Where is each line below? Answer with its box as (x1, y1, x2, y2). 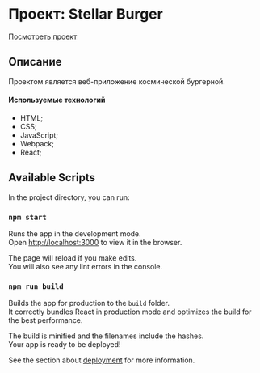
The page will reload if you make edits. (8, 253, 137, 263)
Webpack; (19, 138, 55, 148)
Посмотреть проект (8, 32, 78, 41)
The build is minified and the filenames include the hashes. (8, 331, 204, 341)
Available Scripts (8, 171, 95, 184)
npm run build (8, 282, 64, 291)
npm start (8, 212, 47, 222)
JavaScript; (19, 130, 59, 140)
